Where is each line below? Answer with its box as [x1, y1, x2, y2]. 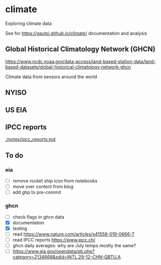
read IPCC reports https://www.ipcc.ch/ [12, 237, 96, 243]
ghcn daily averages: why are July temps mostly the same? [12, 242, 136, 248]
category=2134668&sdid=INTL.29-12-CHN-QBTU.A [12, 254, 121, 260]
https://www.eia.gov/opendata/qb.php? [12, 248, 95, 254]
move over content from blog [12, 184, 73, 190]
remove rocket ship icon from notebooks [12, 178, 98, 184]
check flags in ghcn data [12, 214, 64, 220]
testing [12, 225, 27, 231]
